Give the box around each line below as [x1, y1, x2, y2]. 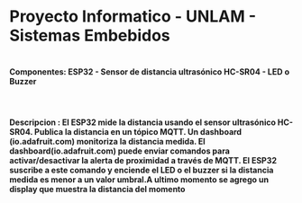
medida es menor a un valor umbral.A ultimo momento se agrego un [9, 173, 269, 185]
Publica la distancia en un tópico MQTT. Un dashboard [34, 126, 242, 137]
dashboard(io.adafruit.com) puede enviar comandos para [9, 146, 230, 156]
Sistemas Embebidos [9, 25, 171, 46]
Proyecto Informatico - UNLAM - [9, 6, 257, 27]
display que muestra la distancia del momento [9, 183, 186, 194]
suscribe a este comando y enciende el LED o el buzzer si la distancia [9, 164, 274, 175]
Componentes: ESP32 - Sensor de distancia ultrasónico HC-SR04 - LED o [9, 66, 290, 77]
